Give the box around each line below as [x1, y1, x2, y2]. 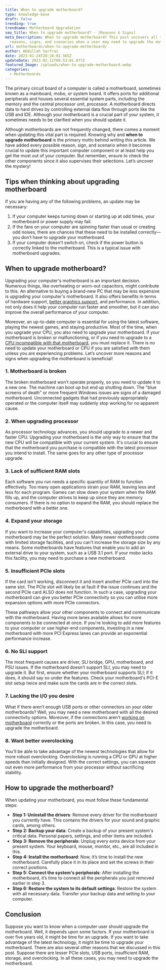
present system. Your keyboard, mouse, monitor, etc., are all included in [12, 843, 159, 849]
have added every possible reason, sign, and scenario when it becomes [5, 142, 152, 148]
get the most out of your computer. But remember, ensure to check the [5, 152, 149, 158]
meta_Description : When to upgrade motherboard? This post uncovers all [5, 35, 158, 40]
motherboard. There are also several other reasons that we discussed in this [5, 944, 161, 950]
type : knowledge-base [5, 12, 50, 17]
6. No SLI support [5, 648, 48, 655]
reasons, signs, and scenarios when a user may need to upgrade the [9, 40, 154, 45]
